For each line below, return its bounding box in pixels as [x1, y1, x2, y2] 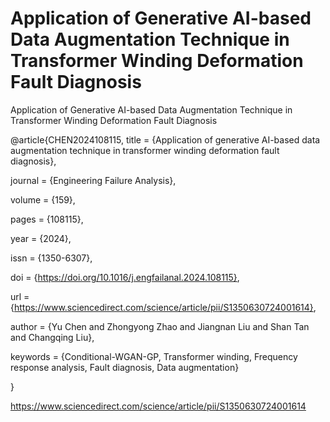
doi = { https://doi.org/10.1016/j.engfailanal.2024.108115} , [10, 271, 240, 283]
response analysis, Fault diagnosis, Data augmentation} [10, 361, 240, 373]
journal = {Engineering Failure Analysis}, [10, 174, 177, 186]
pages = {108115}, [10, 213, 84, 225]
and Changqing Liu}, [10, 331, 95, 343]
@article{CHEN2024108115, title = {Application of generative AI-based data [10, 133, 321, 146]
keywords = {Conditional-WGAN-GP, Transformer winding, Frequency [10, 350, 298, 362]
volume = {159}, [10, 193, 76, 206]
